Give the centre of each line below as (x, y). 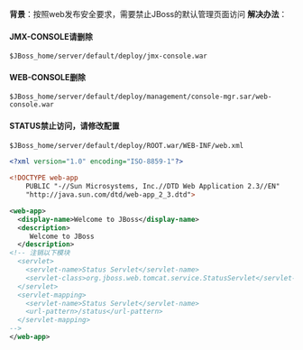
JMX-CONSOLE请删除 (51, 36)
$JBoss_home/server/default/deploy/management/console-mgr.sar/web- (141, 97)
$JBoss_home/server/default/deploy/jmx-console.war (108, 56)
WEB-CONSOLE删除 (48, 77)
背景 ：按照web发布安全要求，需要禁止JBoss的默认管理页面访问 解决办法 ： (148, 14)
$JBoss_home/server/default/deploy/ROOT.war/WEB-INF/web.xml (127, 145)
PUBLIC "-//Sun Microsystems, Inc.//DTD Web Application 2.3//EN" (153, 187)
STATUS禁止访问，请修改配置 (64, 126)
